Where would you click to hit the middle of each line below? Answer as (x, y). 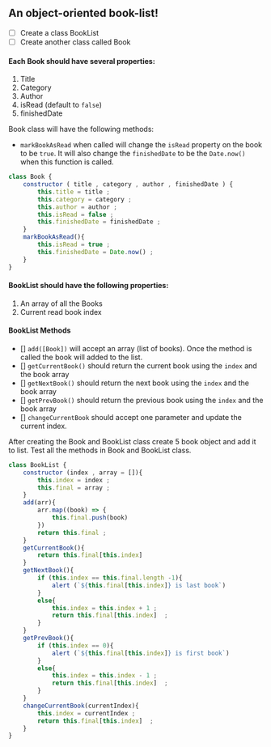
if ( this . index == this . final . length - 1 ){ (110, 578)
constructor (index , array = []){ (83, 473)
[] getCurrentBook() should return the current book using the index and (138, 365)
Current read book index (61, 312)
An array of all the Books (61, 303)
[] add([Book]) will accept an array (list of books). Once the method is (136, 348)
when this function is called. (67, 162)
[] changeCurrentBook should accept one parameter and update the (131, 417)
